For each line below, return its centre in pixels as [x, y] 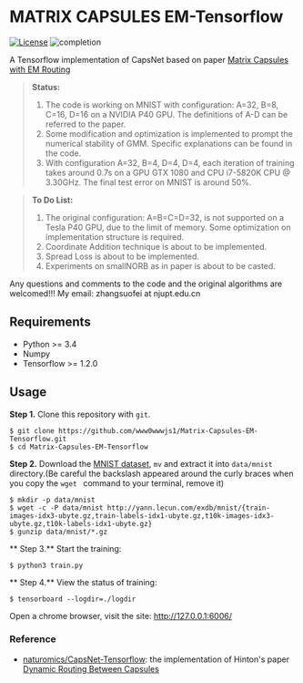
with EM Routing [40, 69]
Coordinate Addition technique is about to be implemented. [156, 246]
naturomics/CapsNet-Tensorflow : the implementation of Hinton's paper [156, 659]
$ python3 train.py [46, 565]
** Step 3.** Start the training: [66, 548]
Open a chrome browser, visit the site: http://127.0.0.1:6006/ [121, 616]
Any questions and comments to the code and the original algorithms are [146, 284]
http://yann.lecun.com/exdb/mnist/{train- [189, 508]
